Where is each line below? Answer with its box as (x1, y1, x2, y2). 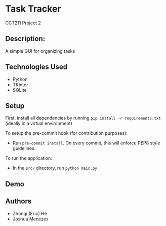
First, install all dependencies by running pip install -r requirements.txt (5, 115, 161, 121)
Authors (5, 197, 32, 206)
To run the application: (5, 155, 52, 161)
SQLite (12, 87, 27, 93)
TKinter (12, 82, 28, 88)
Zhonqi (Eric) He (12, 210, 47, 216)
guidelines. (12, 145, 36, 152)
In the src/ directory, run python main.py (12, 165, 98, 171)
